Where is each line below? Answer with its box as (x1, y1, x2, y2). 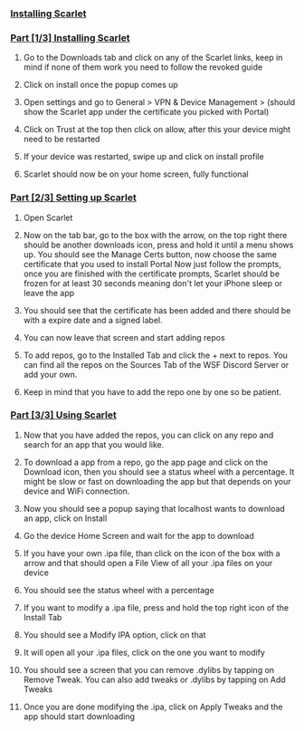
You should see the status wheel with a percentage (23, 584, 215, 595)
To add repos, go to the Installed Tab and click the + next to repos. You (23, 350, 289, 361)
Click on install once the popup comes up (23, 80, 179, 91)
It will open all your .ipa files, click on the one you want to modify (23, 647, 266, 658)
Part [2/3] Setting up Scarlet (10, 191, 137, 204)
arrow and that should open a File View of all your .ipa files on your (23, 557, 273, 568)
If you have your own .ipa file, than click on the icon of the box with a (23, 547, 280, 559)
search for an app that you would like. (23, 438, 165, 450)
